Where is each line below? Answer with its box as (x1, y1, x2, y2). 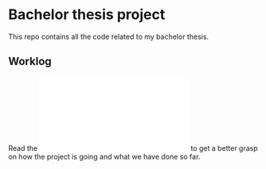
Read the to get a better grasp (8, 143, 259, 152)
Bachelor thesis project (8, 6, 166, 24)
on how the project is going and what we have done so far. (8, 152, 201, 161)
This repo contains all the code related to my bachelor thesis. (8, 32, 209, 41)
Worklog (8, 55, 52, 68)
